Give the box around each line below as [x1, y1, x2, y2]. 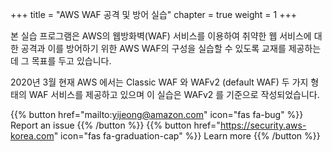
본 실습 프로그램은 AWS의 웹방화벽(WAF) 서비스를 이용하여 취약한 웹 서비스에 [10, 30, 312, 42]
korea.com [10, 130, 55, 142]
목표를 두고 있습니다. [31, 55, 112, 67]
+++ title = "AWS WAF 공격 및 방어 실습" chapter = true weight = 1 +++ [10, 9, 297, 20]
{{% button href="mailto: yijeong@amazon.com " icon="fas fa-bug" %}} [10, 109, 304, 120]
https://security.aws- [219, 119, 307, 131]
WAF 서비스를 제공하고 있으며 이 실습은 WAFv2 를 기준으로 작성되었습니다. [28, 89, 320, 100]
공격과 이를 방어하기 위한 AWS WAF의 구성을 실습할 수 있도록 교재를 [20, 43, 287, 54]
